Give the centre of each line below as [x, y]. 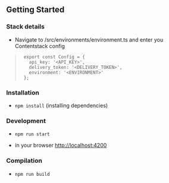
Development [26, 121]
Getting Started [35, 10]
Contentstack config [40, 46]
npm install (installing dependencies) [61, 105]
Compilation [24, 161]
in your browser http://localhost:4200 [61, 146]
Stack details [25, 27]
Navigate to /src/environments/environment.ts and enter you [89, 40]
